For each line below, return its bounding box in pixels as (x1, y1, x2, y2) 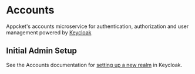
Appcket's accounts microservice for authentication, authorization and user (6, 23, 189, 30)
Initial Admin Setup (6, 46, 78, 56)
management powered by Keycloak (6, 29, 92, 36)
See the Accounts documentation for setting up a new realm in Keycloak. (6, 61, 183, 68)
